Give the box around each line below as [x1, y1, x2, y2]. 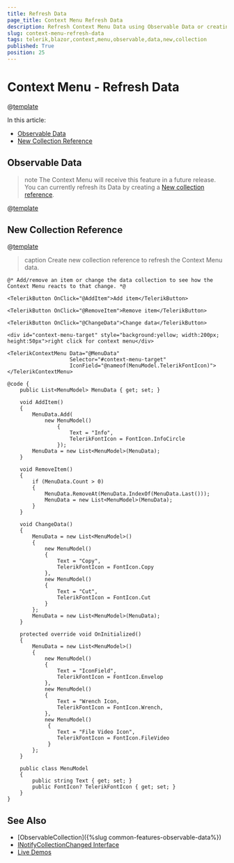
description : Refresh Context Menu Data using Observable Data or [7, 23, 204, 30]
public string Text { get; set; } [32, 777, 132, 785]
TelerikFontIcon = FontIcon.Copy [56, 564, 155, 571]
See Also [7, 814, 47, 827]
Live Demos [17, 848, 52, 857]
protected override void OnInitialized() [19, 631, 141, 638]
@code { [7, 381, 30, 388]
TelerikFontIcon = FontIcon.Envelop [56, 674, 164, 681]
